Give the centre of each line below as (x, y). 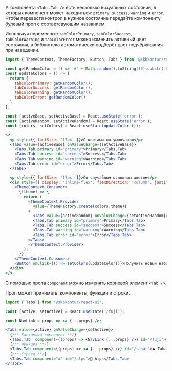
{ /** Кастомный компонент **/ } (43, 335)
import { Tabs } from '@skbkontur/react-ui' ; (55, 302)
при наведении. (23, 50)
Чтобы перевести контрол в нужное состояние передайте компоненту (83, 18)
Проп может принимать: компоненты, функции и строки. (68, 292)
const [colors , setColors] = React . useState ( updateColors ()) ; (73, 126)
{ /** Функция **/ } (30, 344)
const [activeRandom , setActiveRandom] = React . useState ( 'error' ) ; (79, 121)
